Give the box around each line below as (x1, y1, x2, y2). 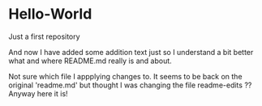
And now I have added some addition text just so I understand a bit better (8, 47, 254, 57)
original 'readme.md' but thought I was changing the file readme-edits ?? (8, 80, 252, 90)
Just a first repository (8, 32, 80, 41)
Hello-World (8, 5, 92, 23)
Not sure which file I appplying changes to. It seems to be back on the (8, 71, 243, 81)
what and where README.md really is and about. (8, 56, 172, 66)
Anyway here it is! (8, 88, 68, 98)
